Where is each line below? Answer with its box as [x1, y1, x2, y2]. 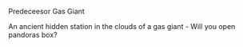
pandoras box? [8, 31, 58, 39]
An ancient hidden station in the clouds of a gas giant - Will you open [8, 22, 236, 31]
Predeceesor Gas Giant [8, 7, 86, 16]
